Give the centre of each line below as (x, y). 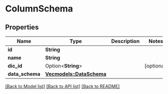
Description (125, 41)
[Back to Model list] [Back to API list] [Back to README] (62, 86)
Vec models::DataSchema (75, 74)
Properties (22, 27)
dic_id (15, 66)
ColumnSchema (39, 9)
